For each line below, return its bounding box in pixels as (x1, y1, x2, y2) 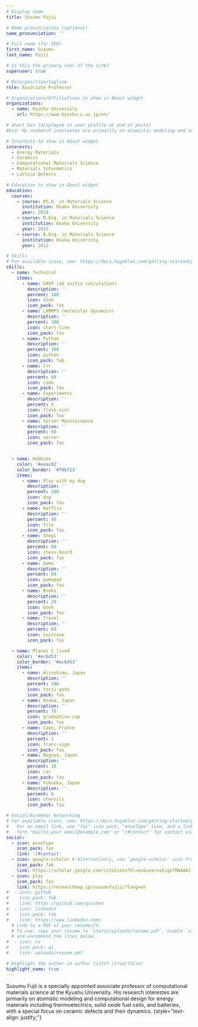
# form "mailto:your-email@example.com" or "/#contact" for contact (6, 829, 183, 835)
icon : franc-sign (27, 741, 70, 747)
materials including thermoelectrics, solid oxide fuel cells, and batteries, (6, 1001, 181, 1008)
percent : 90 (27, 516, 57, 522)
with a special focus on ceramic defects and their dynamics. (6, 1007, 152, 1015)
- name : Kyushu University (11, 106, 78, 112)
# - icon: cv (6, 939, 41, 945)
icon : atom (27, 297, 54, 303)
